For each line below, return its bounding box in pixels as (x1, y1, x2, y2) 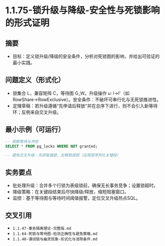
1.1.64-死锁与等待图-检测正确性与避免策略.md (12, 231, 98, 236)
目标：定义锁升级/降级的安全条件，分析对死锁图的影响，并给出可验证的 (12, 54, 160, 59)
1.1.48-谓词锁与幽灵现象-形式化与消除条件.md (12, 236, 98, 241)
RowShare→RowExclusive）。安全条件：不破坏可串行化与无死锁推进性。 (12, 96, 161, 103)
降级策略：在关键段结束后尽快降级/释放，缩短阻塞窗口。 (12, 189, 129, 195)
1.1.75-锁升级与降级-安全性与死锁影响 (5, 5, 160, 16)
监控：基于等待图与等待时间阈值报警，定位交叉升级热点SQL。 (12, 195, 141, 201)
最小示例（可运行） (5, 125, 65, 134)
